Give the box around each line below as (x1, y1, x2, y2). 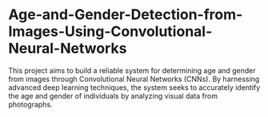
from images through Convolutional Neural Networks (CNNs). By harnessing (8, 74, 260, 84)
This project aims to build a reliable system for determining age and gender (8, 65, 256, 75)
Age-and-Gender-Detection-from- (8, 6, 243, 24)
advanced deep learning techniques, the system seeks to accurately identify (8, 82, 261, 92)
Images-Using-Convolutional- (8, 22, 213, 41)
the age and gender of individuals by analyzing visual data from (8, 91, 218, 100)
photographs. (8, 99, 54, 109)
